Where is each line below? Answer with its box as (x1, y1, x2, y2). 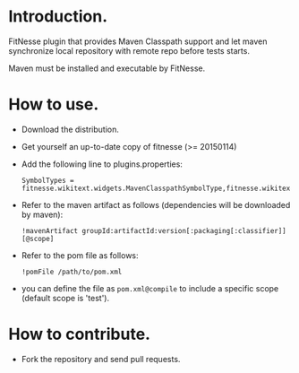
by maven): (21, 209, 64, 220)
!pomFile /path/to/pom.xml (21, 267, 123, 276)
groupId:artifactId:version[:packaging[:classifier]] (81, 226, 287, 235)
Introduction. (8, 6, 108, 27)
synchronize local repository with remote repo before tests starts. (8, 45, 250, 56)
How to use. (8, 94, 99, 115)
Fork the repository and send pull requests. (21, 353, 181, 364)
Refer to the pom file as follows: (21, 249, 140, 261)
